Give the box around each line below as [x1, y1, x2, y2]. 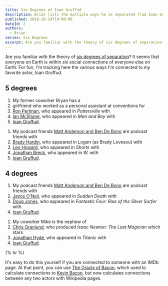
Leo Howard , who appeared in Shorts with [12, 144, 99, 150]
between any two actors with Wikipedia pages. [5, 275, 101, 281]
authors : [5, 26, 23, 31]
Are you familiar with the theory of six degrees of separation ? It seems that [5, 53, 159, 59]
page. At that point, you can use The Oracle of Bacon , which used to [5, 264, 146, 270]
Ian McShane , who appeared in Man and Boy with [12, 113, 115, 119]
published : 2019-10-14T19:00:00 [5, 16, 72, 21]
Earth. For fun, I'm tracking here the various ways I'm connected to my [5, 64, 150, 70]
